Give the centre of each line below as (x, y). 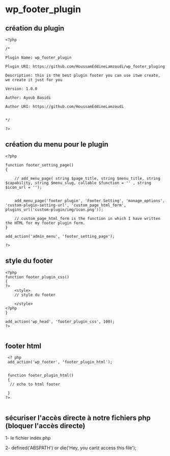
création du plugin (35, 28)
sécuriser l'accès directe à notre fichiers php (78, 418)
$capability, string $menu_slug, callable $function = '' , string (78, 183)
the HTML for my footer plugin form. (45, 223)
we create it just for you (34, 80)
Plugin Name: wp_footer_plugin (38, 58)
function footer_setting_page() (39, 165)
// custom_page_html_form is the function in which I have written (87, 218)
